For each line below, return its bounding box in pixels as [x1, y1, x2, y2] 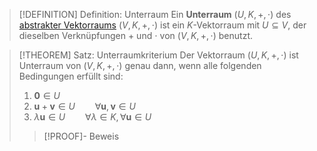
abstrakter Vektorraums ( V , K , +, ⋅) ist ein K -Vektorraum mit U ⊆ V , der [18, 19, 307, 31]
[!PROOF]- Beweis [43, 130, 120, 142]
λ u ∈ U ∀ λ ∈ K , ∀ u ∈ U [33, 111, 152, 123]
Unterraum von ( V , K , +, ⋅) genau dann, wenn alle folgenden [18, 60, 262, 71]
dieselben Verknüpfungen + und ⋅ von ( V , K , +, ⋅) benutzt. [18, 30, 254, 41]
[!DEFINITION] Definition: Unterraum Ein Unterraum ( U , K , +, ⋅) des [18, 9, 292, 20]
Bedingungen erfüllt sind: [18, 70, 124, 82]
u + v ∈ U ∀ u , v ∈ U [33, 100, 136, 112]
